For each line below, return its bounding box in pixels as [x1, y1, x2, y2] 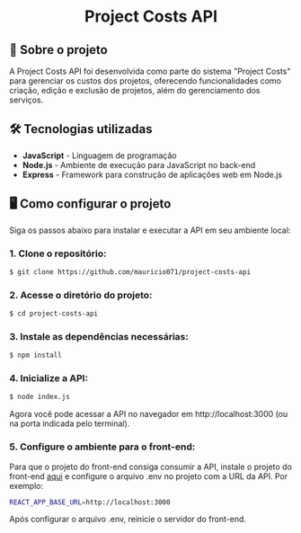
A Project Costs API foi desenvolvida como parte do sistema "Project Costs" [9, 66, 291, 76]
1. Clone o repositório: [9, 247, 107, 260]
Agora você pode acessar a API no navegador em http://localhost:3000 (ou [9, 409, 288, 420]
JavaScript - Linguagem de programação [22, 150, 177, 161]
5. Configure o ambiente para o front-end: [9, 440, 196, 453]
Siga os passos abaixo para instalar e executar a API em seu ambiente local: [9, 225, 291, 235]
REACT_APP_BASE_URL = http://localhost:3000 [9, 497, 171, 507]
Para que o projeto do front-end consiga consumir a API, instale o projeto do [9, 461, 292, 472]
